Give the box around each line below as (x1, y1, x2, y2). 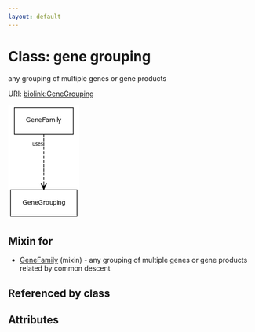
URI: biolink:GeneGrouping (8, 89, 94, 98)
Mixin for (8, 234, 53, 248)
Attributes (8, 313, 59, 326)
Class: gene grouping (8, 47, 151, 65)
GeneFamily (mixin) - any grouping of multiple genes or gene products (19, 256, 248, 265)
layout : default (8, 13, 61, 20)
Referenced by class (8, 286, 111, 300)
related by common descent (19, 264, 111, 273)
